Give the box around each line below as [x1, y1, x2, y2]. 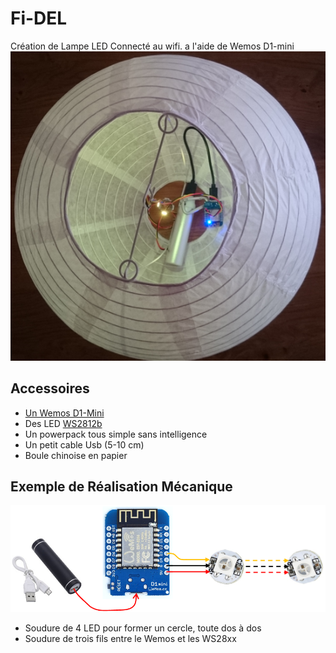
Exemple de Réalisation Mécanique [10, 478, 233, 495]
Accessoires [10, 380, 90, 397]
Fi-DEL [10, 7, 68, 30]
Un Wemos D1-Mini [24, 407, 105, 419]
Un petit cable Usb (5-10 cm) [24, 438, 145, 451]
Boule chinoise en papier [24, 449, 128, 461]
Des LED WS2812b [24, 417, 103, 429]
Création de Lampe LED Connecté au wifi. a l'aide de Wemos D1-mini [10, 40, 295, 52]
